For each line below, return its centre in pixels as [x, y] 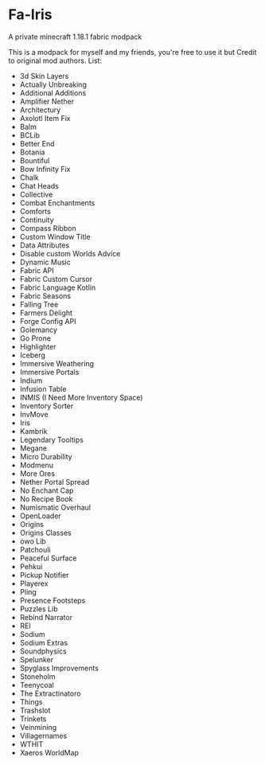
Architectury [40, 110]
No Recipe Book [46, 498]
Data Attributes [45, 245]
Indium [31, 381]
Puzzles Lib [39, 609]
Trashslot [35, 710]
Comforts [35, 211]
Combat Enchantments [57, 203]
